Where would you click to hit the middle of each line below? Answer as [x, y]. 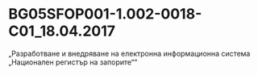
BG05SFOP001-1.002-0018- [105, 14]
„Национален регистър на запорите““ [73, 62]
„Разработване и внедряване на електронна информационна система [129, 53]
